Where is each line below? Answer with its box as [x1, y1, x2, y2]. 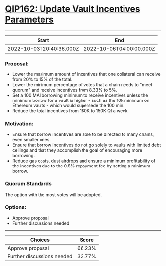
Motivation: [5, 120, 34, 127]
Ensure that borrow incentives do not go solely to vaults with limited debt [12, 142, 161, 148]
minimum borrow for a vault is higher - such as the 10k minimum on [12, 98, 150, 103]
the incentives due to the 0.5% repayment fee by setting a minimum [12, 163, 151, 168]
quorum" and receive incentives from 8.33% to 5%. [12, 87, 118, 93]
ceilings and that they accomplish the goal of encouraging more [12, 147, 142, 153]
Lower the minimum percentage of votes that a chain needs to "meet [12, 82, 153, 88]
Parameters [5, 14, 54, 25]
